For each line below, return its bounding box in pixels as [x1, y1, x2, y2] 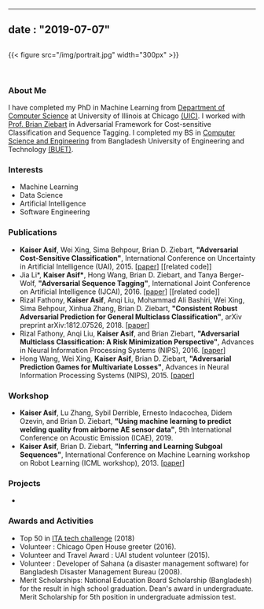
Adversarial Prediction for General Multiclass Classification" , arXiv [19, 312, 242, 321]
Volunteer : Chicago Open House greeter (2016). [19, 541, 177, 551]
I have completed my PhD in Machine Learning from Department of [8, 103, 225, 113]
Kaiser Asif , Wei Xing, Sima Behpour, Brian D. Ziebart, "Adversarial [19, 245, 239, 254]
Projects [8, 477, 41, 488]
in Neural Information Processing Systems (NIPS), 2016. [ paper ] [19, 345, 226, 355]
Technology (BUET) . [8, 145, 74, 154]
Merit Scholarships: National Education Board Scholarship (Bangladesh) [19, 575, 252, 585]
